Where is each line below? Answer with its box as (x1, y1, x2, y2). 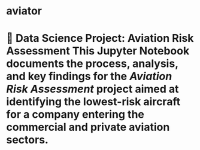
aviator (6, 4, 42, 18)
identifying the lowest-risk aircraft (6, 95, 181, 109)
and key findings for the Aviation (6, 70, 172, 83)
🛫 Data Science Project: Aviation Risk (6, 32, 194, 45)
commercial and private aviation (6, 121, 170, 134)
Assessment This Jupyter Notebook (6, 44, 190, 58)
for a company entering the (6, 108, 145, 121)
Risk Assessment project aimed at (6, 82, 179, 96)
